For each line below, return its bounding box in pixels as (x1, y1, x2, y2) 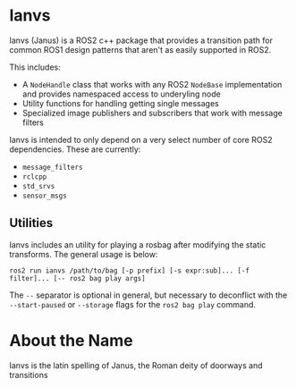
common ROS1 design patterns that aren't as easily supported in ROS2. (9, 44, 272, 55)
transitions (9, 369, 48, 380)
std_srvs (21, 181, 55, 190)
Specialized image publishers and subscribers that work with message (21, 107, 283, 118)
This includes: (9, 62, 61, 72)
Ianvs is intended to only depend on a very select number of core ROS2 (9, 134, 273, 145)
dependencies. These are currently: (9, 144, 141, 155)
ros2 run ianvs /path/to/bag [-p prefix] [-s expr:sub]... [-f (9, 265, 250, 275)
